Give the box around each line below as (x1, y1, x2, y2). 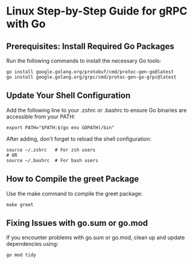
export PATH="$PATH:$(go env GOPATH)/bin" (6, 124, 115, 130)
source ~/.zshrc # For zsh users (6, 147, 96, 153)
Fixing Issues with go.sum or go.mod (6, 218, 148, 228)
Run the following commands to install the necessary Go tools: (6, 57, 162, 64)
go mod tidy (6, 252, 36, 258)
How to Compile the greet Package (6, 174, 139, 184)
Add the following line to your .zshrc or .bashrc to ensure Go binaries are (6, 106, 187, 114)
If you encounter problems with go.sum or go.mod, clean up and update (6, 234, 185, 241)
